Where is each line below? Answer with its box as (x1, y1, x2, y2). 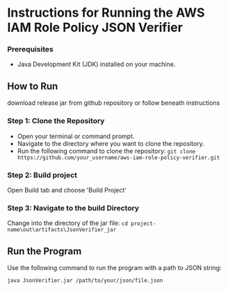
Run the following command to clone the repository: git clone (17, 147, 196, 155)
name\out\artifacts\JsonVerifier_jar (7, 226, 117, 233)
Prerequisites (7, 44, 54, 54)
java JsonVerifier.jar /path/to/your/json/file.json (7, 277, 163, 284)
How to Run (7, 80, 58, 92)
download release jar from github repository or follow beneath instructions (7, 99, 220, 107)
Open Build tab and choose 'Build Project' (7, 185, 127, 194)
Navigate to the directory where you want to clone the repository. (17, 139, 205, 147)
